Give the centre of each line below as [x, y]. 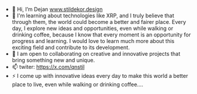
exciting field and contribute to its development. [71, 47]
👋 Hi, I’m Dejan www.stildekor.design [57, 9]
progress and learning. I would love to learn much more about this [93, 41]
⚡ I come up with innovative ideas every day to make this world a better [100, 76]
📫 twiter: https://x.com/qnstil [48, 67]
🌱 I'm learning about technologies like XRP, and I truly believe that [93, 16]
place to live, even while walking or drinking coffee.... [78, 84]
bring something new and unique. [53, 60]
